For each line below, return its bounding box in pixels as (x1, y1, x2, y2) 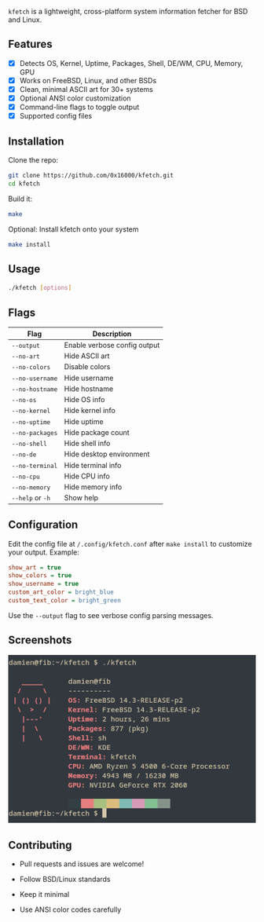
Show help (64, 493, 99, 503)
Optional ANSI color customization (19, 93, 131, 103)
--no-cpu (11, 473, 41, 481)
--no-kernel (11, 408, 51, 415)
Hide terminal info (64, 460, 122, 470)
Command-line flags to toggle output (19, 102, 140, 112)
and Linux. (8, 15, 42, 24)
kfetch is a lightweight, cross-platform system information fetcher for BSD (8, 7, 248, 16)
